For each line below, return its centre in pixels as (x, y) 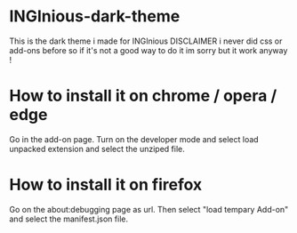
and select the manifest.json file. (69, 219)
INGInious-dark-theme (95, 16)
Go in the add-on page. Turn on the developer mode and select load (134, 139)
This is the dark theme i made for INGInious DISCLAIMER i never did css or (146, 41)
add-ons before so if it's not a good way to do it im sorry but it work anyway (148, 50)
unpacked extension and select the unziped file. (97, 149)
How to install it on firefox (106, 185)
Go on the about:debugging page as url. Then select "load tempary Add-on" (149, 209)
